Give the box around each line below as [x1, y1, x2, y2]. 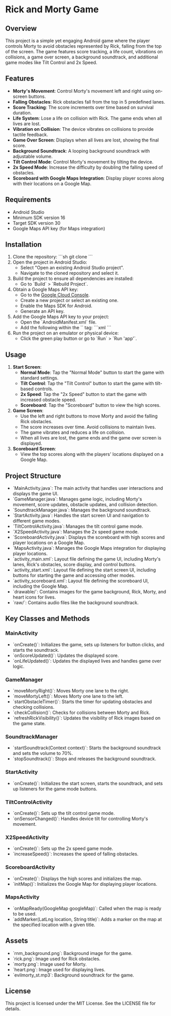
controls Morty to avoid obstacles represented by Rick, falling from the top [5, 43, 162, 49]
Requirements [5, 195, 51, 204]
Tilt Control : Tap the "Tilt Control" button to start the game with [20, 381, 154, 387]
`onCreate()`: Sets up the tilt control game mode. [12, 810, 115, 816]
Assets [5, 937, 28, 945]
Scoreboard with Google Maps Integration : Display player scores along [12, 175, 164, 181]
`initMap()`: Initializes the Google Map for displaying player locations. [12, 881, 157, 887]
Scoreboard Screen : [12, 446, 56, 452]
